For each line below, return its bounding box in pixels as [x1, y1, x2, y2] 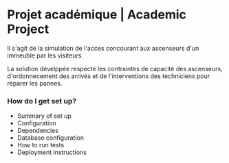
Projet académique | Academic [7, 7, 187, 23]
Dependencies [17, 127, 59, 135]
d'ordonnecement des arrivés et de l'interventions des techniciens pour [7, 72, 210, 80]
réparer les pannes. [7, 79, 63, 87]
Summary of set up [17, 112, 72, 120]
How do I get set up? [7, 96, 77, 105]
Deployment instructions [17, 148, 87, 157]
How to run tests [17, 141, 65, 149]
